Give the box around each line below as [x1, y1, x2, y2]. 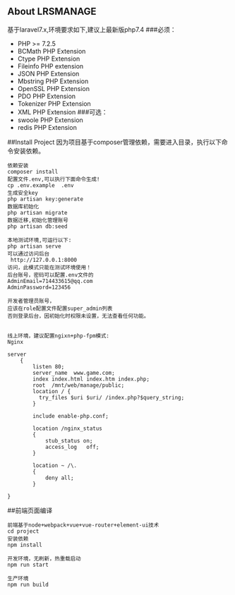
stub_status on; [44, 437, 93, 444]
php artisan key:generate [7, 196, 83, 203]
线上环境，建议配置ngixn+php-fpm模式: [7, 332, 110, 339]
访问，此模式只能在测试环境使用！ [7, 264, 92, 271]
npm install [7, 541, 42, 548]
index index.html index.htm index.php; [32, 375, 150, 383]
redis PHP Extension [17, 123, 78, 131]
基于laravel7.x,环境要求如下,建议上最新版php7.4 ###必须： [7, 25, 176, 34]
